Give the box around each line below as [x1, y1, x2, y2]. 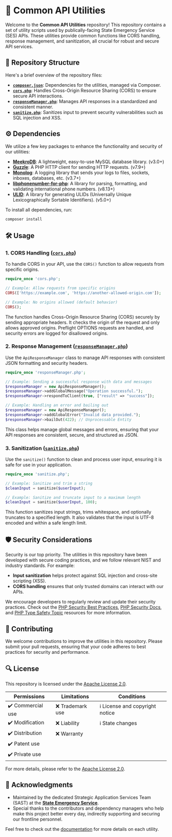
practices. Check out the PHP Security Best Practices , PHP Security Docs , [5, 604, 162, 610]
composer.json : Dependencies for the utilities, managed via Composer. [12, 82, 161, 88]
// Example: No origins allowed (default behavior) [5, 300, 118, 305]
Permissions [13, 693, 45, 700]
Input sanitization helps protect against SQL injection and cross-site [12, 572, 158, 579]
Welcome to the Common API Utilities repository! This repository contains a [5, 22, 166, 28]
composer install [5, 217, 42, 222]
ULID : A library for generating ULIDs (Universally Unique [12, 191, 132, 197]
